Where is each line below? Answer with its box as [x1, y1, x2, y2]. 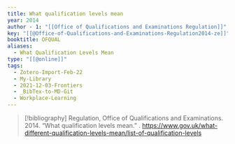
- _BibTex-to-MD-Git [13, 88, 73, 95]
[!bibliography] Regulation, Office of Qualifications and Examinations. [24, 114, 224, 122]
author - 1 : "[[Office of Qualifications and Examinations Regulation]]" [7, 23, 227, 30]
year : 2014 [7, 17, 39, 24]
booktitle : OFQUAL [7, 36, 61, 43]
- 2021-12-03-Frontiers [13, 82, 83, 89]
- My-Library [13, 75, 52, 82]
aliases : [7, 43, 33, 50]
